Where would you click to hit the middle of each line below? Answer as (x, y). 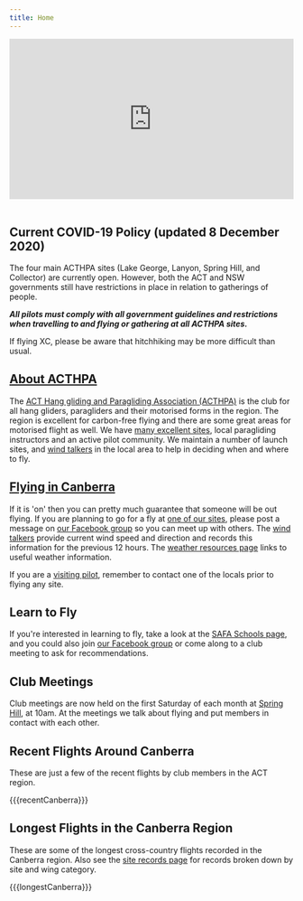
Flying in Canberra (62, 488)
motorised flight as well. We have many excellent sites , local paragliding (143, 429)
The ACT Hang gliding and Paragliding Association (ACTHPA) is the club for (150, 401)
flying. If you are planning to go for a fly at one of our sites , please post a (145, 518)
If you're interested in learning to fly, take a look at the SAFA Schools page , (148, 634)
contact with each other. (55, 723)
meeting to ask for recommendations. (79, 653)
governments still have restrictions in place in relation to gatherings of (139, 286)
